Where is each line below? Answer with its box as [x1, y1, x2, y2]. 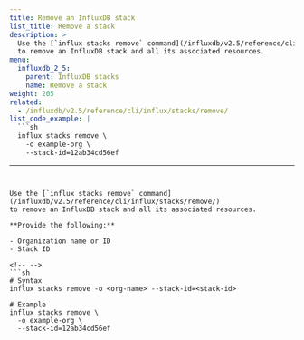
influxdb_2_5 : [17, 64, 71, 73]
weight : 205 [9, 89, 54, 98]
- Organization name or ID [9, 237, 111, 246]
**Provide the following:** [9, 220, 116, 229]
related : [9, 97, 43, 107]
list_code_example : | [9, 114, 91, 123]
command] [138, 189, 172, 198]
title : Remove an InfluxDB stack [9, 13, 136, 23]
